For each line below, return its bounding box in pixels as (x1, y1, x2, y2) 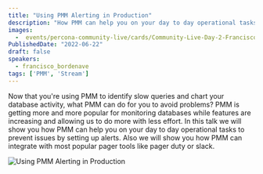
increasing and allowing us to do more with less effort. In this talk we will (8, 116, 242, 125)
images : (8, 26, 34, 34)
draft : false (8, 48, 51, 56)
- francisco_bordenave (15, 63, 89, 71)
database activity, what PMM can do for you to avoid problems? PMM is (8, 100, 240, 109)
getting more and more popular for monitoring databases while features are (8, 107, 252, 118)
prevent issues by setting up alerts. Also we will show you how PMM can (8, 132, 243, 142)
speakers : (8, 56, 41, 63)
